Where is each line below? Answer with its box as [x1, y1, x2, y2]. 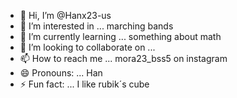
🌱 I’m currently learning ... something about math [19, 31, 222, 42]
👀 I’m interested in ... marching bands [19, 20, 174, 32]
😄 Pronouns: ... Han [19, 67, 103, 79]
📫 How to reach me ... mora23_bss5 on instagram [19, 53, 228, 64]
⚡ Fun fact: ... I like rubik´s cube [19, 78, 150, 90]
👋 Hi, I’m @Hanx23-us [19, 10, 112, 21]
